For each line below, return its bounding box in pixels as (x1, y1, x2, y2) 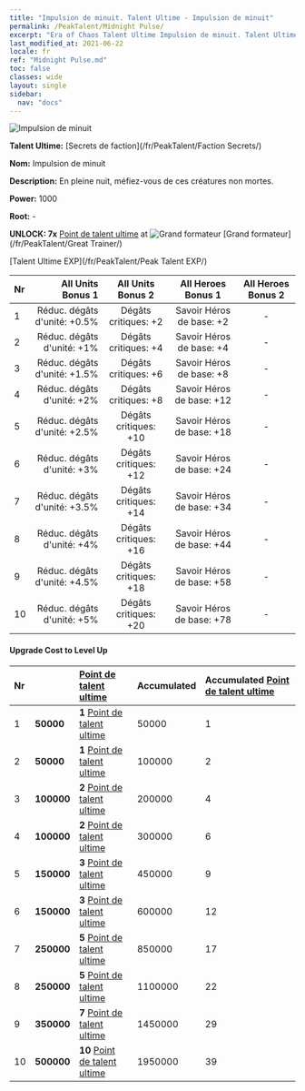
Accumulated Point (204, 673, 290, 686)
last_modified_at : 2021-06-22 (9, 38, 124, 48)
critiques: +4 (108, 342, 163, 355)
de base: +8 (177, 368, 229, 380)
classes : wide (9, 73, 64, 82)
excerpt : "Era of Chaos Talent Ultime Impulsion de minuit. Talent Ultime (9, 30, 299, 39)
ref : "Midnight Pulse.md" (9, 56, 107, 65)
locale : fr (9, 47, 51, 56)
